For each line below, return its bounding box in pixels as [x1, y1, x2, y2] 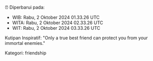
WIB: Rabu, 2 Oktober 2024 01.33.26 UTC [12, 15, 100, 20]
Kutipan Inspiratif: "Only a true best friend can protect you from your [5, 35, 148, 41]
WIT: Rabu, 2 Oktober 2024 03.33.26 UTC [12, 25, 101, 31]
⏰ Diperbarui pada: [5, 5, 45, 10]
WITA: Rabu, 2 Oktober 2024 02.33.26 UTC [12, 20, 104, 26]
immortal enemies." [5, 40, 45, 46]
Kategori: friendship [5, 50, 47, 56]
